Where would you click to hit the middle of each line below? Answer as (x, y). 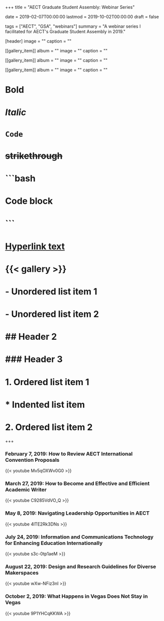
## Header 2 (31, 337)
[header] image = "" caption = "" (38, 41)
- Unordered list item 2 (52, 314)
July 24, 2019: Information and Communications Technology (80, 537)
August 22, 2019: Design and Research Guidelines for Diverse (81, 567)
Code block (29, 201)
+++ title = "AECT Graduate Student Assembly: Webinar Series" (70, 7)
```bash (20, 178)
